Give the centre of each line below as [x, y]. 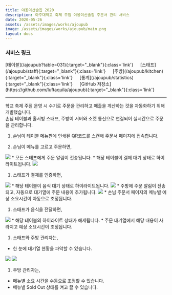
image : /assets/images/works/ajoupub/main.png [56, 29]
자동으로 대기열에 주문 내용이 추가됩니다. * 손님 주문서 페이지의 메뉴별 [89, 192]
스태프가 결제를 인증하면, [37, 175]
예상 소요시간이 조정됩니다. [46, 227]
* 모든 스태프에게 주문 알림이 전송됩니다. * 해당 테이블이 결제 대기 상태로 [83, 158]
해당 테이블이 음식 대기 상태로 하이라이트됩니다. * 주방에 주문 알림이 [85, 186]
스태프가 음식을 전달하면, [37, 209]
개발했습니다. [18, 112]
